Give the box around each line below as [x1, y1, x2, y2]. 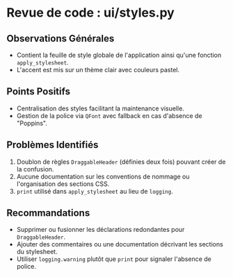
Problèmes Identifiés [6, 139, 99, 151]
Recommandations [6, 207, 90, 219]
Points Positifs [6, 85, 71, 98]
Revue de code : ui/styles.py [6, 5, 175, 21]
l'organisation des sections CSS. [16, 179, 110, 188]
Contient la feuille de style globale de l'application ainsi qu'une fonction [16, 51, 222, 59]
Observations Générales [6, 33, 115, 44]
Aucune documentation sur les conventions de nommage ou [16, 172, 190, 181]
